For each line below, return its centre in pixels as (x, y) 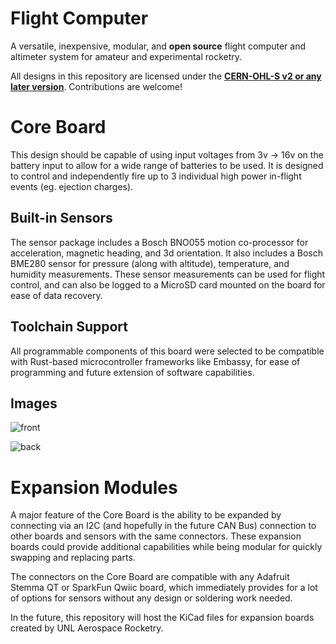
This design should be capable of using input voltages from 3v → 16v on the (167, 154)
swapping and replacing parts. (73, 558)
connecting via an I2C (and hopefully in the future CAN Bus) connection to (163, 526)
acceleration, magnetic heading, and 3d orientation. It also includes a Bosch (167, 253)
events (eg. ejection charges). (72, 186)
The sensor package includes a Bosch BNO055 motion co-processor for (159, 242)
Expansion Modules (94, 487)
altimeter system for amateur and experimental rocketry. (126, 56)
